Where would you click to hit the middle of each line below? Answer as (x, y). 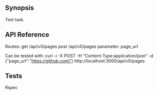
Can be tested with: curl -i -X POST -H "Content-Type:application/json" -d (79, 55)
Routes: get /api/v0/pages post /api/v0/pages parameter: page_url (72, 46)
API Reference (27, 35)
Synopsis (19, 8)
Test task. (15, 19)
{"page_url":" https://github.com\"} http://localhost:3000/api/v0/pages (75, 61)
